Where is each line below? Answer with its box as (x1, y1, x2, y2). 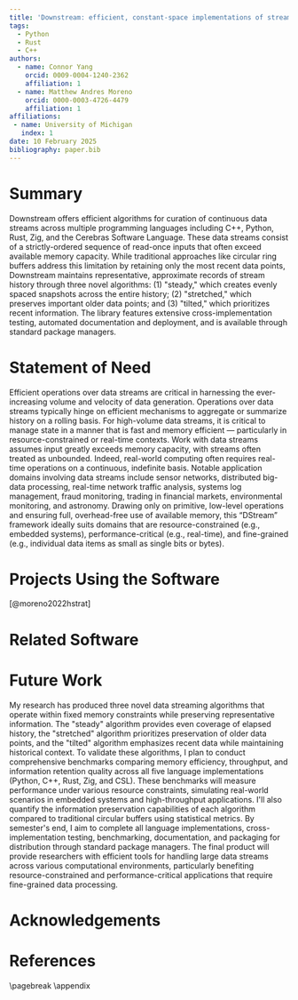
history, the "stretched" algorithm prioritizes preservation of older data (9, 728, 268, 739)
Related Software (9, 629, 139, 650)
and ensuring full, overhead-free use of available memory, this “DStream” (9, 509, 278, 520)
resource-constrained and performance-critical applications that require (9, 869, 273, 880)
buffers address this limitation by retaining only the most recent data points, (9, 260, 286, 271)
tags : (9, 21, 29, 30)
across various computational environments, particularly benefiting (9, 860, 255, 871)
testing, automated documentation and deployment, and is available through (9, 316, 288, 327)
